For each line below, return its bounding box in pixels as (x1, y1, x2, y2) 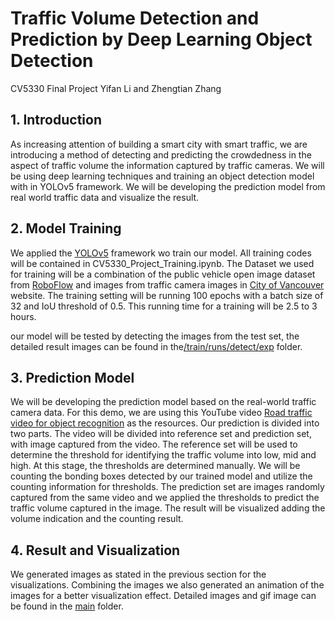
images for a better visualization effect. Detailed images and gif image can (10, 590, 317, 602)
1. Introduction (10, 112, 102, 129)
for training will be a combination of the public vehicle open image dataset (10, 268, 316, 280)
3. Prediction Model (10, 369, 135, 386)
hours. (10, 310, 37, 322)
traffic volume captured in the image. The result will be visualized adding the (10, 502, 326, 514)
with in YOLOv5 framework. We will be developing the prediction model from (10, 180, 326, 192)
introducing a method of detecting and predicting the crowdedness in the (10, 148, 312, 161)
